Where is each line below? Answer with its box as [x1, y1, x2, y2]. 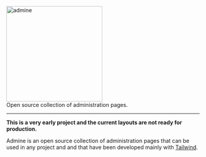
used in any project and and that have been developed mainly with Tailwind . [6, 144, 198, 151]
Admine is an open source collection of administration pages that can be [6, 137, 190, 144]
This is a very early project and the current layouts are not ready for [6, 119, 182, 126]
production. [6, 125, 37, 133]
